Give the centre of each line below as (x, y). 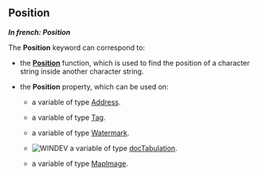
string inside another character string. (82, 71)
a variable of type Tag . (68, 117)
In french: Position (39, 32)
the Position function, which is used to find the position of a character (135, 63)
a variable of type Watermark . (80, 132)
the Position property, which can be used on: (94, 86)
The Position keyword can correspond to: (77, 48)
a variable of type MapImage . (80, 163)
